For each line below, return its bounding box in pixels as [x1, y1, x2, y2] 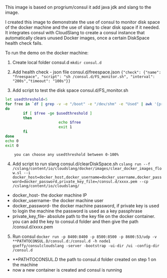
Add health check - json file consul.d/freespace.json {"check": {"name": [12, 69, 162, 75]
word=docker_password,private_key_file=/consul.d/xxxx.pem [12, 179, 138, 184]
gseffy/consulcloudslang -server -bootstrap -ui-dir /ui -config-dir [12, 243, 160, 248]
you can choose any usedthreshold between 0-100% [14, 152, 119, 157]
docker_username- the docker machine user [12, 197, 104, 203]
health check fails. [5, 40, 43, 46]
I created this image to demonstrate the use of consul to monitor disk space [5, 19, 161, 25]
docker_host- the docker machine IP [12, 192, 87, 198]
